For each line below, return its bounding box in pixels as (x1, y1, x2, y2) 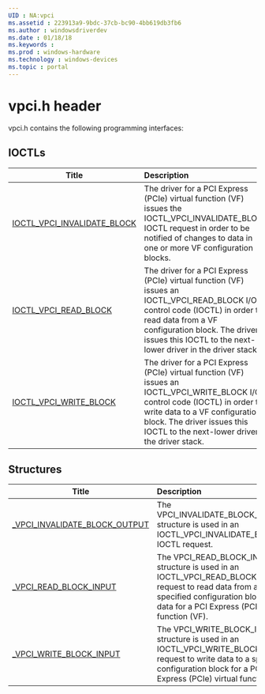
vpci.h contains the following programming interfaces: (8, 123, 184, 133)
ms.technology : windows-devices (8, 56, 118, 64)
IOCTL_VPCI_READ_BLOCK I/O (144, 294, 258, 305)
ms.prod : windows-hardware (8, 48, 101, 56)
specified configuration (156, 591, 243, 602)
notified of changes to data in (144, 232, 253, 243)
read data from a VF (144, 314, 218, 325)
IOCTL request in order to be (144, 222, 250, 233)
